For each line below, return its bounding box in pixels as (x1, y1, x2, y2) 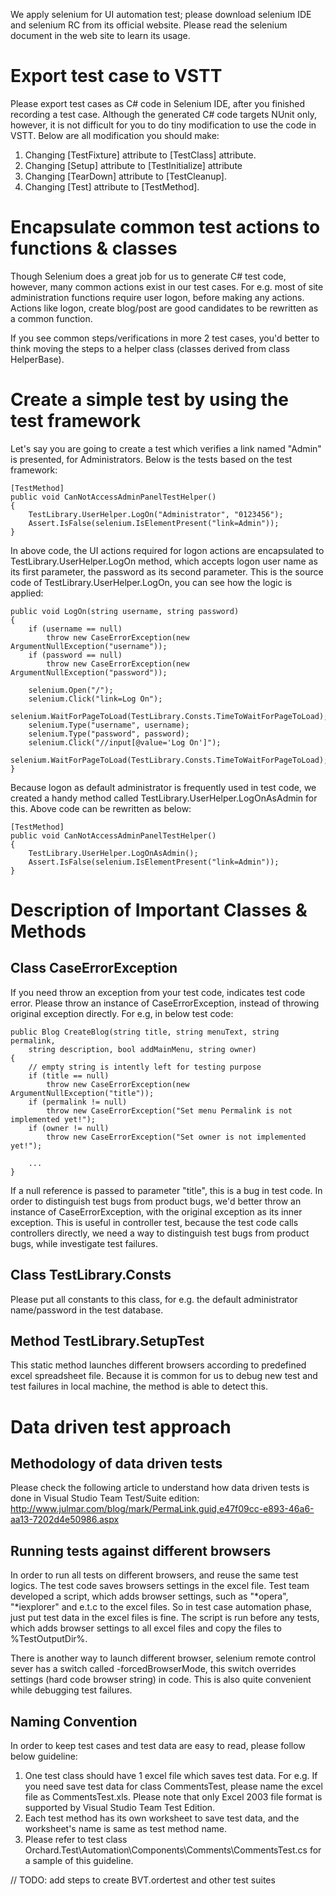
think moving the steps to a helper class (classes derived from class (10, 342, 290, 354)
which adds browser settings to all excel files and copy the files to (10, 1622, 282, 1634)
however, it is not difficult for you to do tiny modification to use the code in (10, 119, 317, 131)
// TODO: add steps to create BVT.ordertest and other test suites (10, 1874, 276, 1886)
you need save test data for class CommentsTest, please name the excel (24, 1780, 323, 1793)
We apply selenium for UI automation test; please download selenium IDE (10, 9, 312, 20)
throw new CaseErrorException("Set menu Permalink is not (46, 1105, 293, 1116)
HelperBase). (10, 353, 65, 365)
